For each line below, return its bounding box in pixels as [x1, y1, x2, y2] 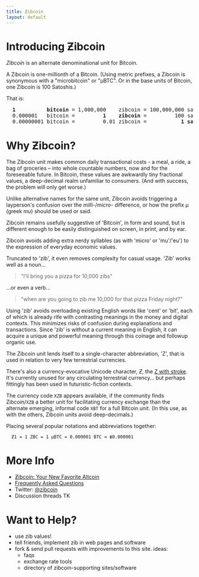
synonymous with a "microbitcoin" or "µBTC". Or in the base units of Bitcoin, [6, 77, 192, 84]
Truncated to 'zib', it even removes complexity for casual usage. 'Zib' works [6, 255, 191, 262]
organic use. [6, 339, 37, 346]
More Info [6, 454, 55, 467]
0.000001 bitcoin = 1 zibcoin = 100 [12, 112, 185, 119]
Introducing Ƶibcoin [6, 40, 105, 53]
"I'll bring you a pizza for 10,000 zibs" [20, 272, 113, 280]
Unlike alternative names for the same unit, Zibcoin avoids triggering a [6, 195, 178, 202]
